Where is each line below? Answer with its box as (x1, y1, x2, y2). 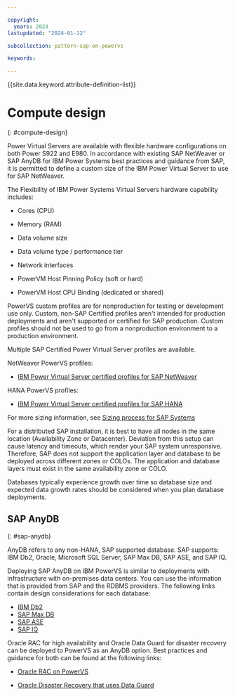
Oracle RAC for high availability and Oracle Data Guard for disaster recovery (7, 638, 227, 647)
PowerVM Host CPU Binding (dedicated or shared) (17, 288, 164, 297)
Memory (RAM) (17, 220, 62, 228)
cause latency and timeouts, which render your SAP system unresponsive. (7, 442, 222, 451)
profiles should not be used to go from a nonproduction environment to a (7, 324, 218, 333)
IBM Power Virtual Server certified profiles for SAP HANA (17, 400, 183, 408)
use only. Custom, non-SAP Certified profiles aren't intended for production (7, 309, 226, 318)
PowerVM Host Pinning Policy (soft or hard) (17, 275, 144, 283)
